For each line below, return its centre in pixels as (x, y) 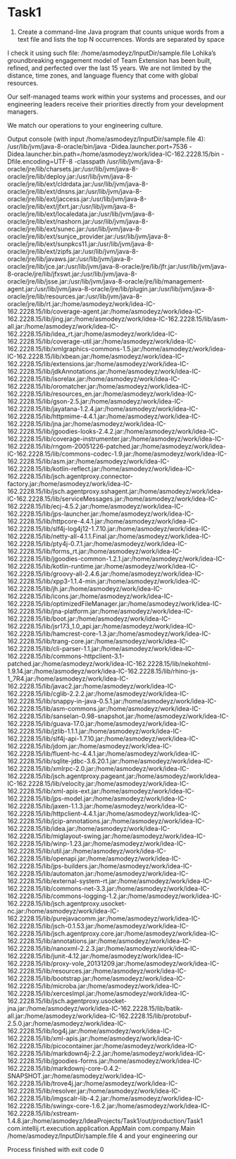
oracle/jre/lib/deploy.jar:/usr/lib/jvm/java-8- (70, 176)
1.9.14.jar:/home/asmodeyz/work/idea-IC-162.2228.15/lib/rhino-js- (103, 671)
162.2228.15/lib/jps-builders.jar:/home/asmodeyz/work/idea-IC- (100, 866)
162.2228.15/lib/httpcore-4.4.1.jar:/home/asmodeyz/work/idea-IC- (103, 521)
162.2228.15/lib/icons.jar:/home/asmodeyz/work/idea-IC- (91, 596)
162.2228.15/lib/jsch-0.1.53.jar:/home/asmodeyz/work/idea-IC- (98, 926)
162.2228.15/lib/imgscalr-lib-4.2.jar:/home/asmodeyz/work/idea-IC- (106, 1098)
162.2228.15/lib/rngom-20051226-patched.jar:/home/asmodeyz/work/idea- (117, 446)
